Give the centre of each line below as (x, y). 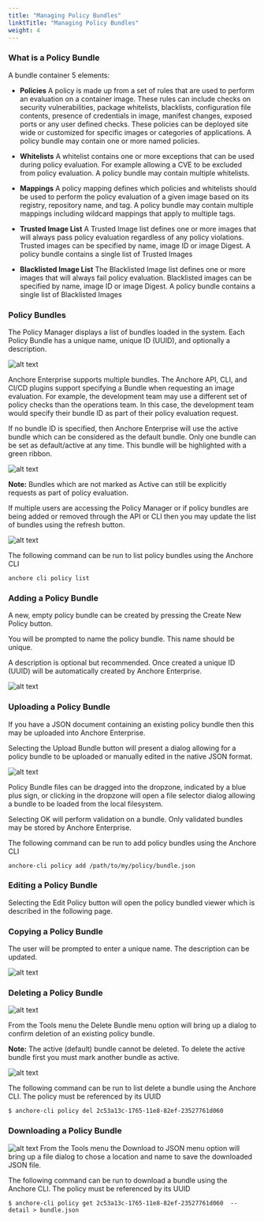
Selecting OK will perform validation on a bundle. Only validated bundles (126, 819)
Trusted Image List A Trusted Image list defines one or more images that (138, 228)
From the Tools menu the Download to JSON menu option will (140, 1148)
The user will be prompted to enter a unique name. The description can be (129, 949)
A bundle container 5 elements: (59, 75)
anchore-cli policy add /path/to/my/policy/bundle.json (102, 866)
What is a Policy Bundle (54, 58)
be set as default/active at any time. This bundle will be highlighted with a (127, 445)
